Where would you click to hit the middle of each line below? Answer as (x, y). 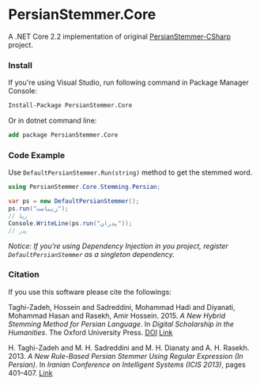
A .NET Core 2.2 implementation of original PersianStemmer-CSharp (120, 36)
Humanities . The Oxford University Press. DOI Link (90, 332)
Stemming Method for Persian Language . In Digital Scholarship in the (121, 324)
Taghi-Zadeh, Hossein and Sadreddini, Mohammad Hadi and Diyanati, (122, 307)
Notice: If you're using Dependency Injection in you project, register (119, 246)
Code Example (37, 155)
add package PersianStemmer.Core (63, 135)
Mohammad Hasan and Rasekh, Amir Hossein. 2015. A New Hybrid (117, 315)
